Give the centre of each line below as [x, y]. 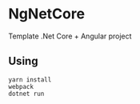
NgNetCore [47, 14]
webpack [21, 86]
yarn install [30, 80]
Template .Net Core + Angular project [70, 36]
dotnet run [26, 94]
